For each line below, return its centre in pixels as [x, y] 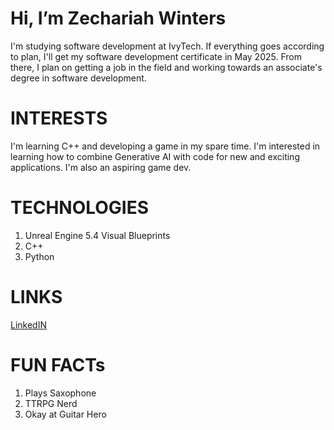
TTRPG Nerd [51, 403]
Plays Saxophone [60, 393]
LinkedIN [28, 324]
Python [39, 256]
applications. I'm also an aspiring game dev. [101, 167]
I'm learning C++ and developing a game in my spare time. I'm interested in [165, 146]
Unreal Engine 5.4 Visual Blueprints [97, 235]
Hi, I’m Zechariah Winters [118, 18]
